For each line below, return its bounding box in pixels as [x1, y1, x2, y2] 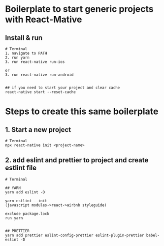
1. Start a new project [5, 125, 71, 134]
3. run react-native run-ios [5, 60, 65, 64]
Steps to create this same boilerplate [5, 106, 159, 117]
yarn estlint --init [5, 198, 48, 203]
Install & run [5, 33, 43, 42]
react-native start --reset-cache [5, 90, 76, 94]
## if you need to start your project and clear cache [5, 85, 120, 90]
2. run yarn [5, 55, 30, 60]
